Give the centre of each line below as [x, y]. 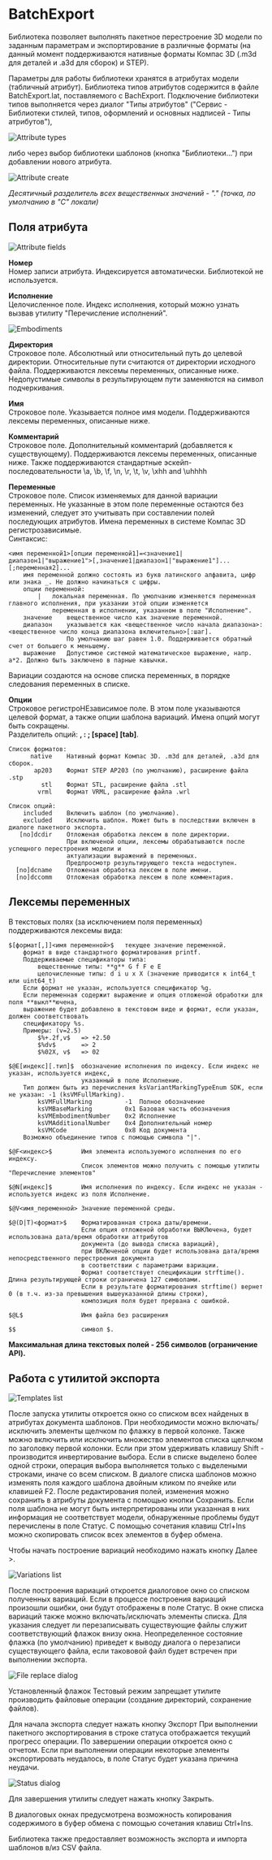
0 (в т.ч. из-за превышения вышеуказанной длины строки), [108, 1293]
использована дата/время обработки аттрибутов [89, 1236]
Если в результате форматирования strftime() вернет [172, 1286]
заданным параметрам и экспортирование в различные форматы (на [130, 45]
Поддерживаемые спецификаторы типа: [85, 959]
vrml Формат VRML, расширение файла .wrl [114, 792]
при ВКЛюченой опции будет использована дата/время [170, 1251]
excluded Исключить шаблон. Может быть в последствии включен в [139, 820]
